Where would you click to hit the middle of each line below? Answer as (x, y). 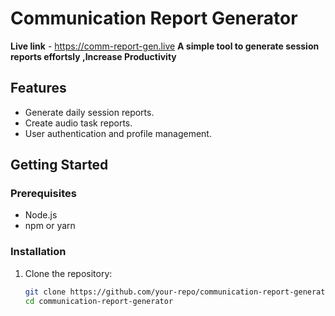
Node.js (41, 215)
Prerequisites (43, 194)
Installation (38, 252)
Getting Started (59, 165)
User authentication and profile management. (118, 133)
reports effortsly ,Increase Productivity (93, 56)
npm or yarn (50, 226)
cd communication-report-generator (99, 301)
